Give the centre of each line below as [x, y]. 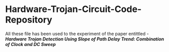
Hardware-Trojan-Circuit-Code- [73, 9]
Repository [29, 20]
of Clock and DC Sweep [31, 44]
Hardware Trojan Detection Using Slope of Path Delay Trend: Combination [85, 39]
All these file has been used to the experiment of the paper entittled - [77, 33]
